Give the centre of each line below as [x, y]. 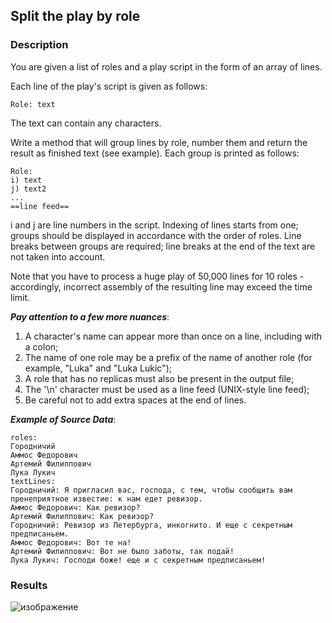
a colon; [41, 346]
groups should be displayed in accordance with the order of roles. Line [156, 235]
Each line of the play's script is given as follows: [109, 86]
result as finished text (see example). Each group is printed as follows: [155, 153]
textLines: [33, 481]
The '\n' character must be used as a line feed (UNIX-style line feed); [167, 389]
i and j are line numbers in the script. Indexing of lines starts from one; [154, 225]
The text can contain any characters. [86, 123]
